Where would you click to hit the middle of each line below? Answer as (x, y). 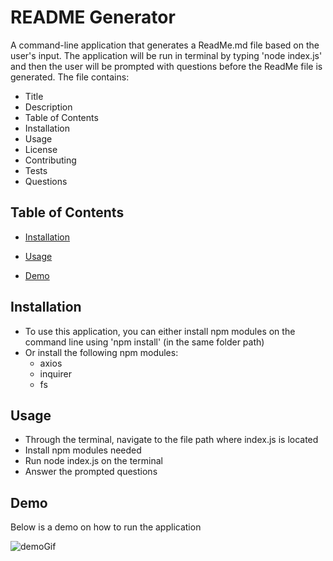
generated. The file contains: (70, 77)
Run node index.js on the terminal (93, 461)
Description (48, 107)
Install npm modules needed (83, 450)
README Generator (93, 17)
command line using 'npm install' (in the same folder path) (144, 342)
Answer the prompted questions (91, 472)
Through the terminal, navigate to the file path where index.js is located (171, 440)
